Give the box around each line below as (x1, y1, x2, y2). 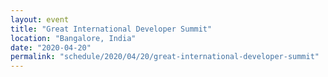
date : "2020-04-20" (10, 42, 92, 53)
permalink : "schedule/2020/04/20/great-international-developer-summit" (10, 52, 320, 62)
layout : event (10, 14, 70, 25)
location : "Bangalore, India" (10, 33, 137, 43)
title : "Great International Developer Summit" (10, 24, 213, 34)
